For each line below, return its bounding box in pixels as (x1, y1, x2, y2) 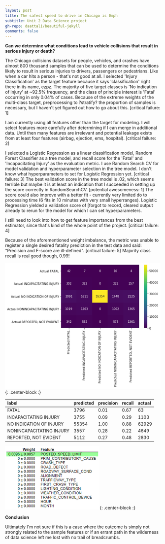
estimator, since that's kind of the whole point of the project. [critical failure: (5, 222, 159, 229)
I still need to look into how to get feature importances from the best (5, 217, 143, 223)
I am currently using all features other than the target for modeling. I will (5, 120, 151, 126)
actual (137, 400, 151, 406)
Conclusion (5, 514, 30, 520)
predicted (73, 400, 95, 406)
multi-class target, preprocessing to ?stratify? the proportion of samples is (5, 100, 156, 105)
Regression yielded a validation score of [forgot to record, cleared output (5, 203, 153, 208)
